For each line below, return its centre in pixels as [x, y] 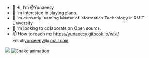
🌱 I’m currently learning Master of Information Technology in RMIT [78, 18]
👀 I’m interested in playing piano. [45, 13]
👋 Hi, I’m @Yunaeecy [33, 8]
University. [23, 23]
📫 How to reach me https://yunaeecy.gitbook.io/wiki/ [66, 34]
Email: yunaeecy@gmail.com [40, 41]
